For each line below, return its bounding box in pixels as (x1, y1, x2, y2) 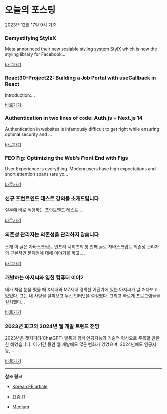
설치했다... (5, 299, 25, 305)
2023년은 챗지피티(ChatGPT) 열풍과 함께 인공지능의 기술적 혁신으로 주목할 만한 (5, 335, 160, 341)
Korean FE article (12, 384, 48, 390)
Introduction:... (5, 92, 35, 98)
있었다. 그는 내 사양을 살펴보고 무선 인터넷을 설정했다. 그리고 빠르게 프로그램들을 (5, 293, 161, 299)
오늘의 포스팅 (5, 4, 56, 16)
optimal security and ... (5, 131, 52, 137)
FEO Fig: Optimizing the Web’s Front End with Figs (5, 154, 128, 161)
